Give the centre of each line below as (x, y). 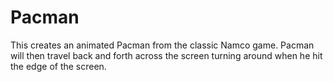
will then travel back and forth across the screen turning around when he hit (166, 55)
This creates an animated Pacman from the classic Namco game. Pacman (162, 45)
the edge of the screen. (58, 66)
